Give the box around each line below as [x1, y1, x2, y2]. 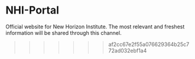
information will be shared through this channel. [5, 29, 122, 36]
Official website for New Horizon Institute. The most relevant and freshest [5, 23, 185, 30]
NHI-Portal [5, 4, 60, 17]
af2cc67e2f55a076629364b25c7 [108, 41, 190, 48]
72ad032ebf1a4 [108, 47, 147, 54]
